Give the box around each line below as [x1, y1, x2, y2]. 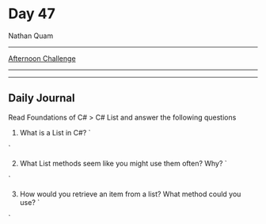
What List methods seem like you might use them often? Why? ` [19, 158, 227, 168]
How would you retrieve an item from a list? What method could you [19, 189, 241, 199]
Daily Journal [8, 92, 75, 105]
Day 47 [8, 5, 55, 23]
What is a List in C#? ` [19, 127, 91, 137]
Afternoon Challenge [8, 53, 77, 63]
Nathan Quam [8, 31, 54, 40]
